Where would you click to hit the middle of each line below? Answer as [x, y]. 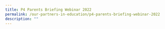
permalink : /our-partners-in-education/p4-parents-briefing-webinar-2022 [83, 14]
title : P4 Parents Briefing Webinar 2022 [48, 10]
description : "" [22, 19]
